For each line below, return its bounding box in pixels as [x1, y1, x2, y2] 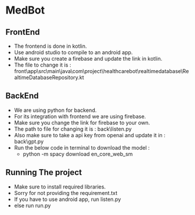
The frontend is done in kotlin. [14, 42, 87, 49]
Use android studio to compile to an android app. [14, 49, 133, 56]
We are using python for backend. [14, 107, 97, 114]
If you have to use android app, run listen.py [14, 196, 121, 203]
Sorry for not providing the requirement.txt [14, 189, 118, 196]
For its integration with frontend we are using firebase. [14, 113, 146, 120]
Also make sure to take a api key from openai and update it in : [14, 131, 166, 138]
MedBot [5, 4, 45, 17]
